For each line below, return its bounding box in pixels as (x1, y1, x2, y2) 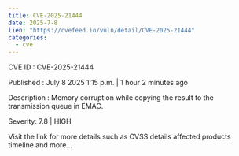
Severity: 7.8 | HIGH (8, 117, 72, 126)
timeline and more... (8, 140, 73, 150)
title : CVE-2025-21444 (8, 11, 83, 20)
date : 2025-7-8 (8, 19, 58, 27)
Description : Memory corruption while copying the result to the (8, 93, 215, 102)
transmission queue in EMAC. (8, 102, 104, 111)
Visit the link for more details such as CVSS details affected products (8, 132, 231, 142)
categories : (8, 33, 47, 42)
